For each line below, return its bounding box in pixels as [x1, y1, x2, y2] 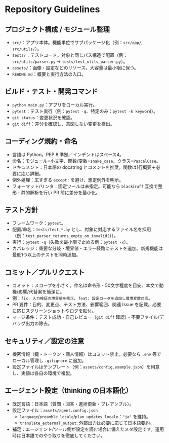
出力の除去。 [25, 320, 53, 326]
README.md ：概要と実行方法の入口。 [12, 71, 87, 77]
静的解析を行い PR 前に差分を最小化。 [21, 189, 101, 196]
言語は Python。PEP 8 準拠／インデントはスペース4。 [12, 151, 124, 158]
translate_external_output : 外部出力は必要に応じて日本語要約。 [19, 420, 155, 426]
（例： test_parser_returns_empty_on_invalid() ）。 [12, 233, 118, 239]
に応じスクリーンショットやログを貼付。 [12, 308, 97, 314]
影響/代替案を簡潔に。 [18, 289, 64, 295]
